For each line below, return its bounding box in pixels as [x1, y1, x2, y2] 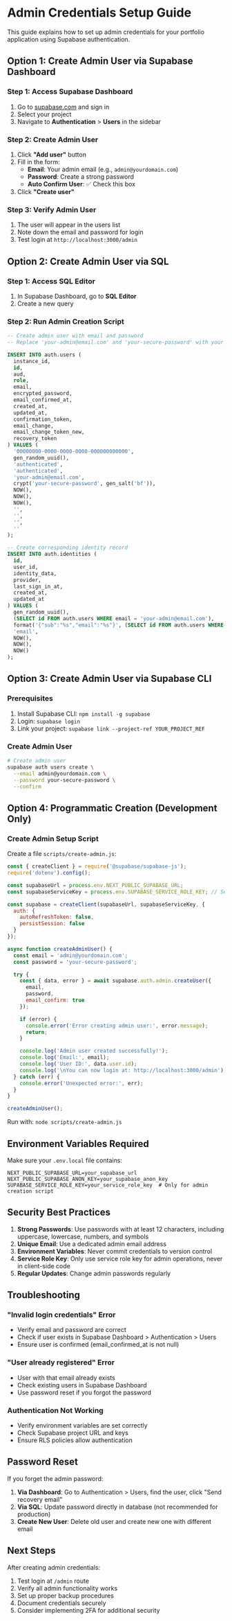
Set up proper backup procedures [17, 1591, 114, 1600]
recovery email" [17, 1495, 63, 1503]
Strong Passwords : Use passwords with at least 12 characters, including [17, 1225, 224, 1233]
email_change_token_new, [13, 428, 85, 436]
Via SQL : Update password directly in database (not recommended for [17, 1502, 219, 1511]
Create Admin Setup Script [7, 834, 99, 843]
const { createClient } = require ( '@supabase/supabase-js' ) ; [7, 863, 187, 870]
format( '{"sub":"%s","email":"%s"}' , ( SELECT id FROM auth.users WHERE [13, 622, 224, 629]
